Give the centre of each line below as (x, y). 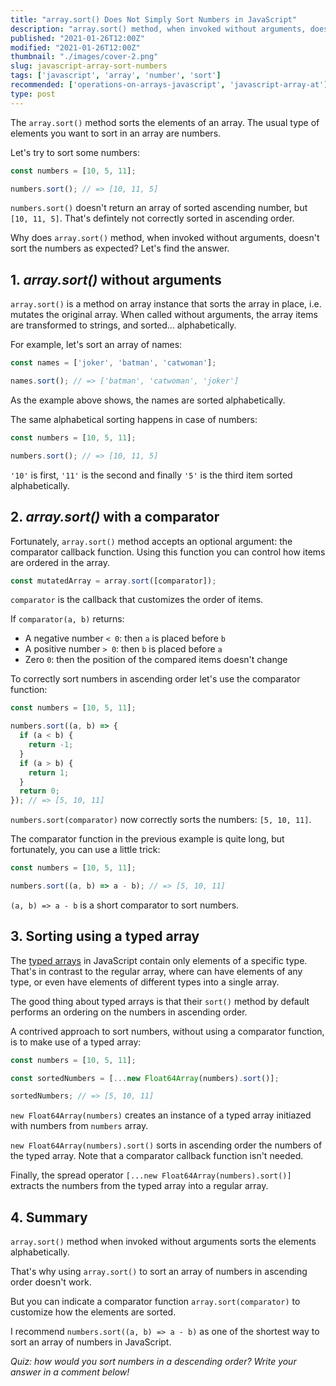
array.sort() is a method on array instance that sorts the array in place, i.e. (166, 304)
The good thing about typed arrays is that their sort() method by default (160, 1001)
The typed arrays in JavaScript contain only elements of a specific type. (159, 960)
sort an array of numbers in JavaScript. (91, 1342)
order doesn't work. (51, 1282)
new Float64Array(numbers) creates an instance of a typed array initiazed (161, 1115)
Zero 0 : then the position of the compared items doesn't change (156, 660)
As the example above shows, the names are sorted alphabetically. (148, 400)
